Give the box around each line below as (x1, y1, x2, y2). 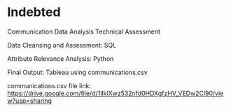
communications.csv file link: (7, 81, 91, 90)
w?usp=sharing (7, 96, 52, 105)
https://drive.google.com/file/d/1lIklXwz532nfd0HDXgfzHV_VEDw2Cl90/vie (7, 89, 224, 97)
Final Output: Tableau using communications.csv (7, 68, 148, 76)
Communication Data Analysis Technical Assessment (7, 27, 161, 36)
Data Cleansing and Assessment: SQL (7, 41, 117, 49)
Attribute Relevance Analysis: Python (7, 54, 114, 63)
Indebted (7, 4, 61, 20)
